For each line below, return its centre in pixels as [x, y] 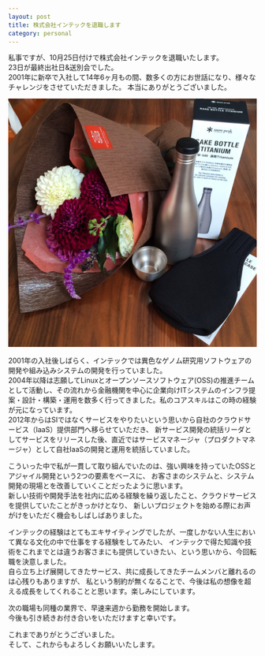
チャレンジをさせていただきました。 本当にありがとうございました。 [119, 88]
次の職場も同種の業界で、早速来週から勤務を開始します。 [101, 608]
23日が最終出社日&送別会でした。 [63, 68]
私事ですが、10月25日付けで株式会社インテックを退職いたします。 [116, 58]
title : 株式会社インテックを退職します [65, 25]
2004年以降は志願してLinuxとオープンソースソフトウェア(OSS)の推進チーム [131, 380]
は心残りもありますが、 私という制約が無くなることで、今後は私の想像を [126, 581]
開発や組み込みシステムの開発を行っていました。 [88, 371]
